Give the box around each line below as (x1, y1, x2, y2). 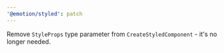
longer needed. (6, 37, 51, 46)
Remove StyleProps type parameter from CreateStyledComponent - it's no (6, 30, 218, 38)
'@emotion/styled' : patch (6, 10, 82, 18)
